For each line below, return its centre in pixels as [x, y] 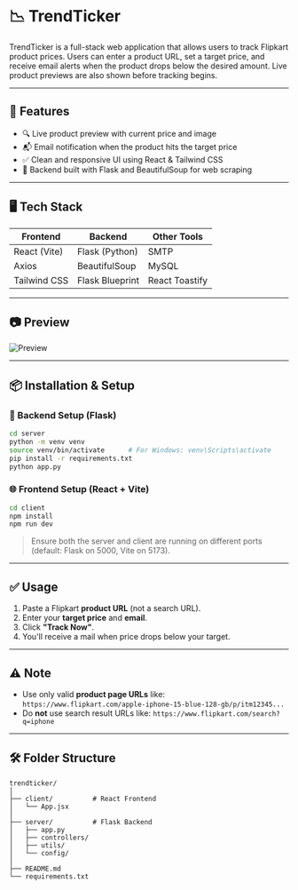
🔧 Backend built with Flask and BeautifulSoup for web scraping [137, 170]
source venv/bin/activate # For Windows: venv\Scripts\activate [141, 450]
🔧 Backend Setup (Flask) [63, 415]
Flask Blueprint [108, 280]
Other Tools [178, 236]
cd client [27, 508]
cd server [27, 434]
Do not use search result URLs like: [86, 713]
